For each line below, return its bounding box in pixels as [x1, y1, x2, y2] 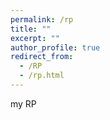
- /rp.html [19, 71, 65, 81]
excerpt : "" [10, 33, 60, 43]
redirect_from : [10, 52, 74, 62]
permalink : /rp [10, 14, 74, 25]
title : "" [10, 24, 52, 34]
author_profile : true [10, 42, 101, 53]
